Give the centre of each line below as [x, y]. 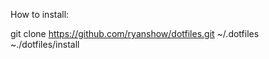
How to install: [40, 14]
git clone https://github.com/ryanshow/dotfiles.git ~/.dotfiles [135, 33]
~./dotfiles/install [45, 44]
